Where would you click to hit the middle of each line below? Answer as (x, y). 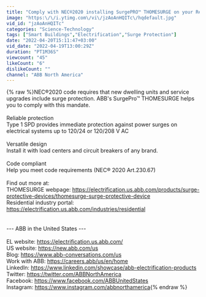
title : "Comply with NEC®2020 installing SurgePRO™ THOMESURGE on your (100, 12)
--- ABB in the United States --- (46, 229)
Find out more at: (28, 183)
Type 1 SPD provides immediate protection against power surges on (92, 125)
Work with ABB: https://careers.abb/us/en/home (67, 261)
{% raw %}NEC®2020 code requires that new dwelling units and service (98, 92)
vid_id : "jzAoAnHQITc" (35, 23)
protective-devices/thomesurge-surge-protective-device (78, 196)
